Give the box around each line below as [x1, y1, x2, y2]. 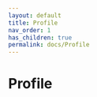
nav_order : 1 [8, 26, 51, 34]
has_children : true [8, 33, 73, 42]
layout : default [8, 11, 62, 20]
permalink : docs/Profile [8, 41, 90, 49]
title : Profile [8, 19, 58, 27]
